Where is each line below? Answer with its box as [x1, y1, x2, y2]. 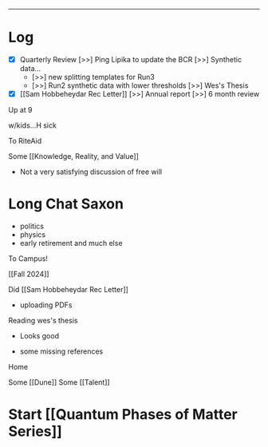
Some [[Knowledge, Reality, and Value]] [8, 152, 140, 161]
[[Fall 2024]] [8, 269, 49, 279]
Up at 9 [8, 105, 33, 115]
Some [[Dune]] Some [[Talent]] [8, 378, 110, 387]
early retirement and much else [19, 239, 123, 247]
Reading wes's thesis [8, 316, 78, 325]
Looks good [19, 331, 60, 340]
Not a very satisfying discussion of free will [19, 167, 162, 176]
